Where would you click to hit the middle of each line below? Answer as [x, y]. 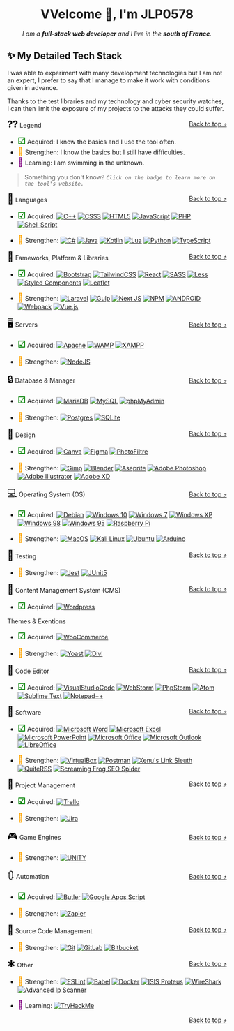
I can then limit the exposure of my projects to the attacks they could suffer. [116, 108]
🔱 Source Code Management [50, 930]
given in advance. [33, 87]
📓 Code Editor [29, 669]
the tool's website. [54, 184]
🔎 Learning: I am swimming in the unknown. [81, 162]
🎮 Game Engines [34, 836]
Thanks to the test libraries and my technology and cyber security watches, [116, 101]
